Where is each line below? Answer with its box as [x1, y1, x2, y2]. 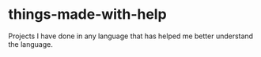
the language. [8, 39, 53, 48]
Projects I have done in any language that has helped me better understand [8, 31, 254, 41]
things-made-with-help [8, 5, 168, 23]
